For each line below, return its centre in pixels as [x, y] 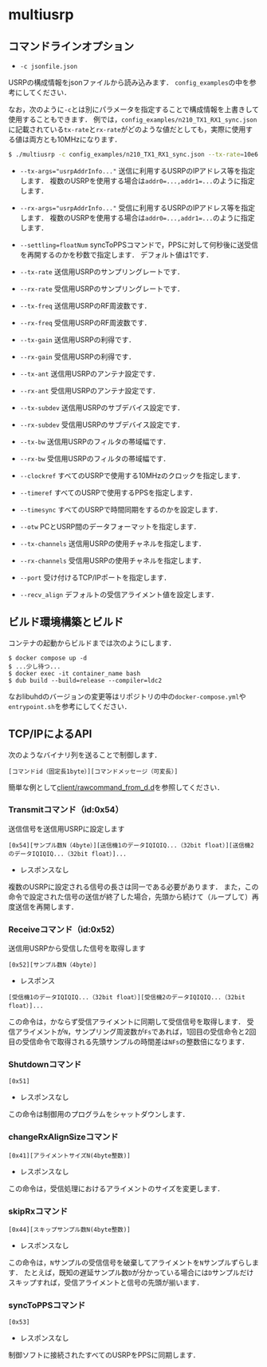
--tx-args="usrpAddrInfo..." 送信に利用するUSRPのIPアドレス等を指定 [137, 170]
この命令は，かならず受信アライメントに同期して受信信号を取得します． [127, 1022]
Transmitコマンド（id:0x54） [66, 810]
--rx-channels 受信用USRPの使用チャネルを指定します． [112, 560]
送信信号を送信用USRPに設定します [67, 828]
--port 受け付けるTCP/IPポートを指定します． [95, 577]
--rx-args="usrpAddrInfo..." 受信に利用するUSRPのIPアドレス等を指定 [137, 207]
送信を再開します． [46, 907]
